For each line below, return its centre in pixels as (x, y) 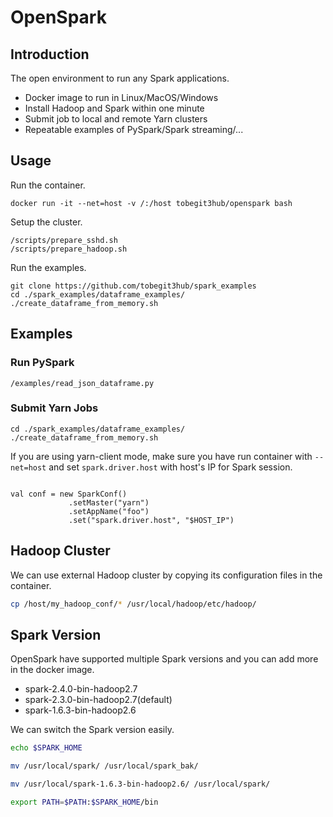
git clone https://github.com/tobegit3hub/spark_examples (133, 286)
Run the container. (48, 185)
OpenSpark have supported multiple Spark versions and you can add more (164, 659)
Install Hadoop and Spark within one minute (114, 108)
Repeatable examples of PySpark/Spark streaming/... (134, 129)
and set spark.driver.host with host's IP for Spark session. (170, 467)
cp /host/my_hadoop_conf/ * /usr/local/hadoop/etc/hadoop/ (133, 604)
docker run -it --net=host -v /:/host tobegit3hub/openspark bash (151, 203)
